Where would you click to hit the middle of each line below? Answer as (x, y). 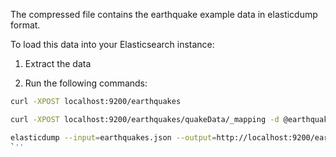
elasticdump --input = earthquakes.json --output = (113, 137)
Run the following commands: (86, 83)
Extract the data (58, 63)
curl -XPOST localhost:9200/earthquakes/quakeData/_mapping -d (145, 119)
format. (25, 25)
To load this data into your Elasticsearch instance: (112, 44)
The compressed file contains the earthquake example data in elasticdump (164, 14)
